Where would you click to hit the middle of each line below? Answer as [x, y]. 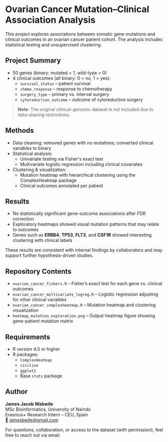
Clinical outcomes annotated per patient [61, 186]
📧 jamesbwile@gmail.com [32, 420]
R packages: [25, 354]
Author [16, 392]
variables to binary [32, 148]
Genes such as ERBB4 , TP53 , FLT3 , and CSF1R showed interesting [82, 235]
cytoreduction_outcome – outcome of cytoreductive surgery [81, 99]
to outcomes [25, 230]
